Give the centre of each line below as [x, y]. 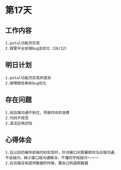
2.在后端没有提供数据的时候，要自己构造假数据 [47, 163]
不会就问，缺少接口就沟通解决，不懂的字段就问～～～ [52, 158]
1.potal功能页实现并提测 [28, 78]
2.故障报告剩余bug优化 [26, 83]
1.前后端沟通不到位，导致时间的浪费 [37, 113]
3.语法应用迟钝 [19, 123]
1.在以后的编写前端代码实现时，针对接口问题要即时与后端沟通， [62, 153]
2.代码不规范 [17, 118]
